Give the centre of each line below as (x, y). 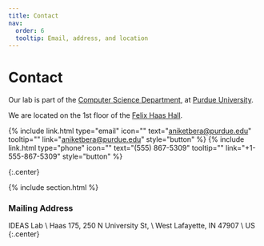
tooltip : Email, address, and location (82, 38)
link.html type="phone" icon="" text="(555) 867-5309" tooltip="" (116, 148)
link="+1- (240, 148)
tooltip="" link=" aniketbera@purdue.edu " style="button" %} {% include (126, 139)
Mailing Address (41, 208)
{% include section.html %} (54, 188)
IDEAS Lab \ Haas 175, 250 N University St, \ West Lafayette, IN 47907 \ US (132, 226)
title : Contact (34, 16)
